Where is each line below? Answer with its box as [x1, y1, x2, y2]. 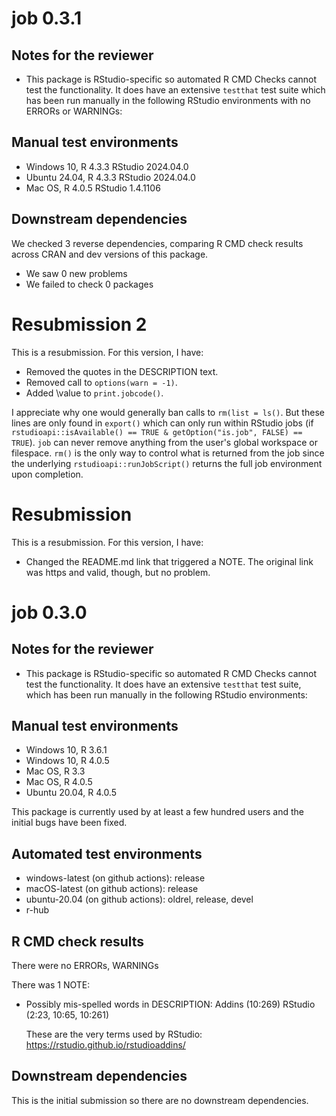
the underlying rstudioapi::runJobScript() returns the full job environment [11, 457, 323, 469]
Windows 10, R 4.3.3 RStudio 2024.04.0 [25, 160, 189, 172]
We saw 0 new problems [25, 267, 128, 279]
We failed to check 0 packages [25, 278, 154, 290]
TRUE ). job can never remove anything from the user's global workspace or [11, 436, 318, 448]
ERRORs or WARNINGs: [25, 105, 123, 117]
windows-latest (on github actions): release [25, 872, 206, 884]
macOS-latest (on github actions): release [25, 883, 199, 895]
